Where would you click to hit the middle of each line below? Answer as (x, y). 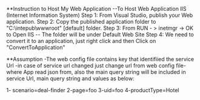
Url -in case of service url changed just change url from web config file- (96, 65)
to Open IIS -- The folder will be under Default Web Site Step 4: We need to (100, 35)
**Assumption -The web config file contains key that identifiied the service (100, 59)
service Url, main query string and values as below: (70, 78)
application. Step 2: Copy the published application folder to (81, 22)
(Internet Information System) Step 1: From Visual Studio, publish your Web (100, 15)
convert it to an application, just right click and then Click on (81, 41)
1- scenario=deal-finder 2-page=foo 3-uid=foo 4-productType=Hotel (93, 90)
